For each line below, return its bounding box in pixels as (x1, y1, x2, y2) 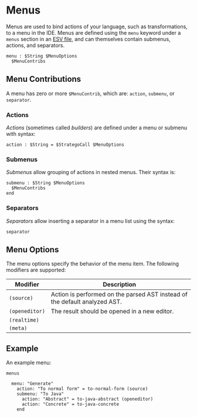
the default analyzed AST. (50, 298, 122, 306)
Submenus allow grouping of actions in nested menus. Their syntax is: (6, 169, 176, 176)
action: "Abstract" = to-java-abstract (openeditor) (21, 396, 154, 402)
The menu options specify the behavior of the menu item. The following (6, 260, 179, 268)
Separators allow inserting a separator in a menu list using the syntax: (6, 217, 175, 224)
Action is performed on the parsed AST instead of (50, 291, 188, 299)
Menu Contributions (6, 74, 81, 84)
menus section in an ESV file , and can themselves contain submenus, (6, 35, 171, 42)
